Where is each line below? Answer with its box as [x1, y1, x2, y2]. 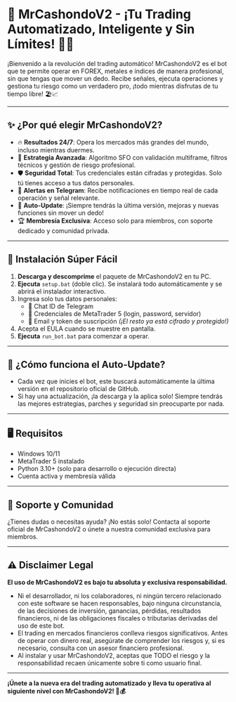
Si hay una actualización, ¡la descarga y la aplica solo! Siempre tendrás [17, 392, 223, 401]
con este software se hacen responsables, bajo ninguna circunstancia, [17, 599, 223, 607]
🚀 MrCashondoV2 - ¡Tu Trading [7, 6, 192, 22]
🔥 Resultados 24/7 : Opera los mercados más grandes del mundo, [17, 138, 209, 146]
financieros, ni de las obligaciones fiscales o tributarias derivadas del [17, 614, 218, 622]
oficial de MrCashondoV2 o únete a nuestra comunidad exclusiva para [7, 525, 211, 533]
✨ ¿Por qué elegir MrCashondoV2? [7, 119, 163, 131]
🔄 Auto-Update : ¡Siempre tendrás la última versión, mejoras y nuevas [17, 201, 219, 209]
